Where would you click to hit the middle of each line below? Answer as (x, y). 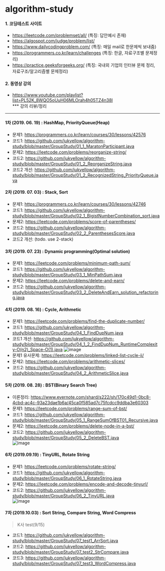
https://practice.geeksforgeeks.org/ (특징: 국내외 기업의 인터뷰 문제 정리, (84, 65)
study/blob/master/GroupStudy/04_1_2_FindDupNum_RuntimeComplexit (85, 344)
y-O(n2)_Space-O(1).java (37, 350)
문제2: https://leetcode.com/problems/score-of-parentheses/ (74, 222)
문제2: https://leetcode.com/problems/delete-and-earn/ (68, 281)
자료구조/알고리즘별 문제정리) (40, 71)
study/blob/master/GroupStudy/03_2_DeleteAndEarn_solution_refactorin (85, 292)
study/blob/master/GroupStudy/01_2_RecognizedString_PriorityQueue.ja (85, 175)
